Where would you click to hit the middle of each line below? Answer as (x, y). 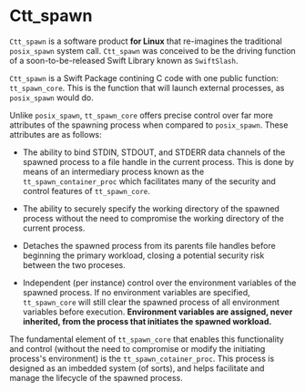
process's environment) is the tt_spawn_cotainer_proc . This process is (142, 358)
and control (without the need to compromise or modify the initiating (137, 348)
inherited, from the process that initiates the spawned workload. (147, 321)
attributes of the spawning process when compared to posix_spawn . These (149, 125)
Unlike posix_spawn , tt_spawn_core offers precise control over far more (141, 115)
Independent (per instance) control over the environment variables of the (159, 283)
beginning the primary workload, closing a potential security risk (143, 255)
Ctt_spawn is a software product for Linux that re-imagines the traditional (146, 41)
